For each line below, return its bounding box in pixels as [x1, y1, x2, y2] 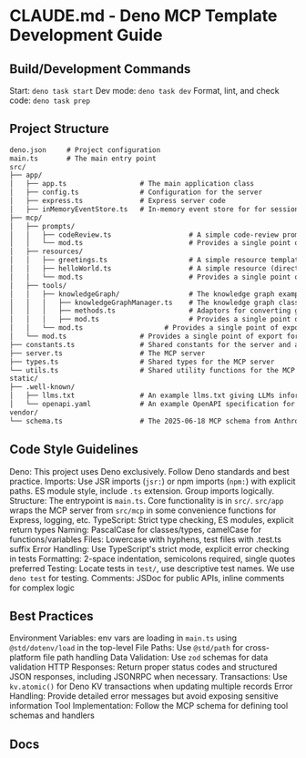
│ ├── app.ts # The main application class [9, 179, 255, 189]
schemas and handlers [9, 710, 96, 721]
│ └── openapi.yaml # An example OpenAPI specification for [9, 400, 296, 409]
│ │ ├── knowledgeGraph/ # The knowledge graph [9, 289, 275, 299]
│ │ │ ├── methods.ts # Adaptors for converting [9, 306, 291, 315]
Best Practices [9, 608, 94, 624]
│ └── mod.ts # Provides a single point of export [9, 332, 283, 342]
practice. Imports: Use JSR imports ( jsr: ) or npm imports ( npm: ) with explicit [9, 476, 296, 487]
